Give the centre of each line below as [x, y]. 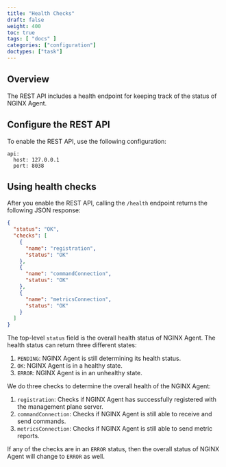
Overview [28, 79]
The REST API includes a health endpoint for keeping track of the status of [112, 96]
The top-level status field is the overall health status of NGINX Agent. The [111, 338]
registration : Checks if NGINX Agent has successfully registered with [117, 400]
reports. [28, 436]
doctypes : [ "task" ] [35, 52]
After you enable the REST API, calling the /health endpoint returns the [107, 203]
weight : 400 [24, 26]
